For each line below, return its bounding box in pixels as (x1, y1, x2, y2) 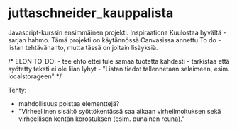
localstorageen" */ (8, 72, 62, 81)
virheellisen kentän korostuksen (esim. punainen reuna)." (18, 114, 185, 123)
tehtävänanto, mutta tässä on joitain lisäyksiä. (25, 43, 158, 52)
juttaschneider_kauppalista (8, 5, 174, 21)
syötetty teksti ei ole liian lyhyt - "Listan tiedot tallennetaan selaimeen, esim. (8, 64, 230, 73)
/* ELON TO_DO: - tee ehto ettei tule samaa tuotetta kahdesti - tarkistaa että (8, 57, 230, 65)
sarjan (8, 35, 27, 44)
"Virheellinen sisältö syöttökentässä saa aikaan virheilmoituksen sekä (18, 107, 221, 115)
